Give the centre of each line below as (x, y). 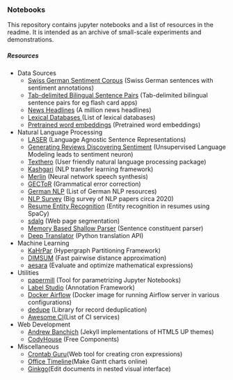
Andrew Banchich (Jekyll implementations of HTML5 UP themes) (121, 332)
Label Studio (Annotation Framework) (81, 287)
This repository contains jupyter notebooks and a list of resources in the (110, 25)
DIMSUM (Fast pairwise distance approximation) (97, 258)
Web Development (44, 324)
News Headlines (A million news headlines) (89, 110)
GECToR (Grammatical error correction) (84, 184)
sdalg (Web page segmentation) (74, 221)
